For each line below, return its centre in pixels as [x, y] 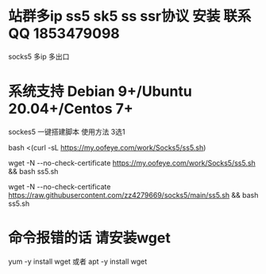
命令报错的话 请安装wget [89, 238]
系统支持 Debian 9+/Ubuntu [100, 91]
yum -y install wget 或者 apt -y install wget [78, 261]
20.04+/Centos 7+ [71, 109]
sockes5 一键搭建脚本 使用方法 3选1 [67, 131]
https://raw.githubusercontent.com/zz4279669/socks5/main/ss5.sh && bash [133, 195]
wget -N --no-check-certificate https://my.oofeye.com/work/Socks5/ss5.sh [132, 162]
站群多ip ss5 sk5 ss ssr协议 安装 [114, 16]
